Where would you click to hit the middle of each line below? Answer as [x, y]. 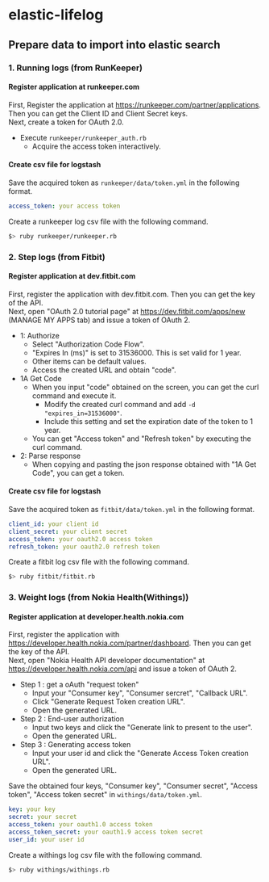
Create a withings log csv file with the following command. [106, 855]
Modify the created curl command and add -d [120, 404]
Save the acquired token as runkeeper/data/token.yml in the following [124, 183]
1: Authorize [40, 335]
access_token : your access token [64, 206]
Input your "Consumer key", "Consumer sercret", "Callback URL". [140, 693]
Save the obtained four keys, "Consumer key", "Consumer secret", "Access [133, 786]
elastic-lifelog [56, 15]
